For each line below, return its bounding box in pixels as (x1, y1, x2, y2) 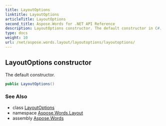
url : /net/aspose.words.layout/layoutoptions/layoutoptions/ (5, 40, 135, 45)
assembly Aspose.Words (12, 115, 64, 121)
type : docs (5, 30, 28, 35)
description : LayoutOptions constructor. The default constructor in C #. (5, 26, 162, 31)
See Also (5, 93, 27, 100)
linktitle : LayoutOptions (5, 12, 59, 17)
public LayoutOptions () (5, 81, 55, 86)
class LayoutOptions (12, 104, 55, 110)
